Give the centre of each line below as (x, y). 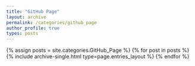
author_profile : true (33, 28)
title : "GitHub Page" (33, 11)
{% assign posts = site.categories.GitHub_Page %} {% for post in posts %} (98, 50)
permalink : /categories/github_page (51, 22)
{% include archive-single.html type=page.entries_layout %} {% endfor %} (98, 57)
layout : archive (26, 17)
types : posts (22, 34)
